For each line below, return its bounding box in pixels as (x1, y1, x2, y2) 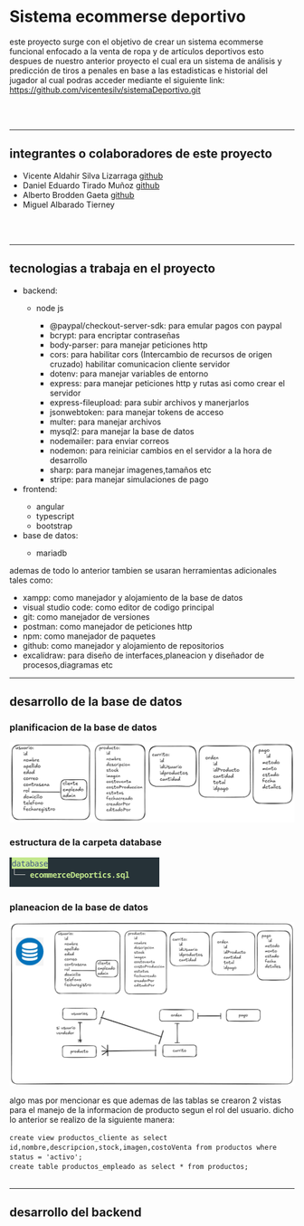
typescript (35, 510, 75, 521)
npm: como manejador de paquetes (22, 631, 157, 642)
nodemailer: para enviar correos (49, 435, 170, 446)
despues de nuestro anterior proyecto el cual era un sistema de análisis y (9, 55, 282, 66)
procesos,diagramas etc (22, 659, 113, 670)
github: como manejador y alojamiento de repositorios (22, 640, 224, 651)
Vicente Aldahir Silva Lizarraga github (22, 170, 164, 181)
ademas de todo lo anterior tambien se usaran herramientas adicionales (9, 565, 278, 575)
